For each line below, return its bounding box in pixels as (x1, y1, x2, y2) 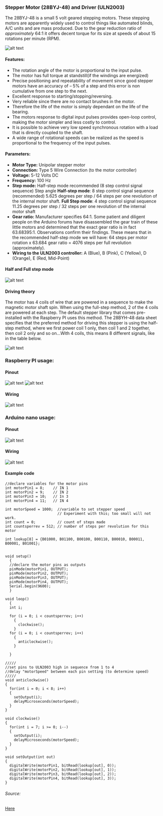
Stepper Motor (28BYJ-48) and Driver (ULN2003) (5, 4, 125, 11)
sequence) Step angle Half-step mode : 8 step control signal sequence (12, 187, 154, 194)
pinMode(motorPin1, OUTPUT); (9, 567, 69, 571)
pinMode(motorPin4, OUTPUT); (9, 579, 69, 584)
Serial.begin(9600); (9, 584, 51, 589)
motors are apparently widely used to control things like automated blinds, (5, 20, 154, 26)
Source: (5, 790, 21, 796)
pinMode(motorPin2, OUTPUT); (9, 571, 69, 576)
